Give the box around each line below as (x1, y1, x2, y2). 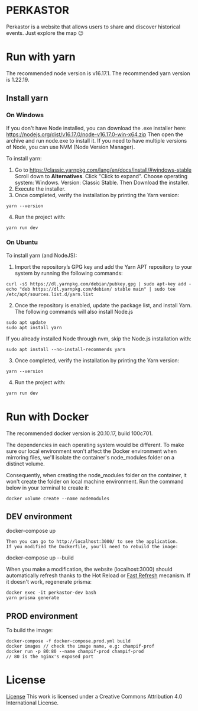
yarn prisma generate (6, 595, 60, 601)
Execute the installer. (14, 185, 66, 192)
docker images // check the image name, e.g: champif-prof (6, 644, 155, 649)
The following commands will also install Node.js (14, 308, 134, 315)
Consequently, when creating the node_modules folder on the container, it (6, 471, 187, 478)
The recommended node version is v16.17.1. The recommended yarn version (6, 69, 190, 77)
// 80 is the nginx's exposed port (6, 654, 94, 660)
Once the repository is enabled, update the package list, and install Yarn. (14, 301, 192, 308)
